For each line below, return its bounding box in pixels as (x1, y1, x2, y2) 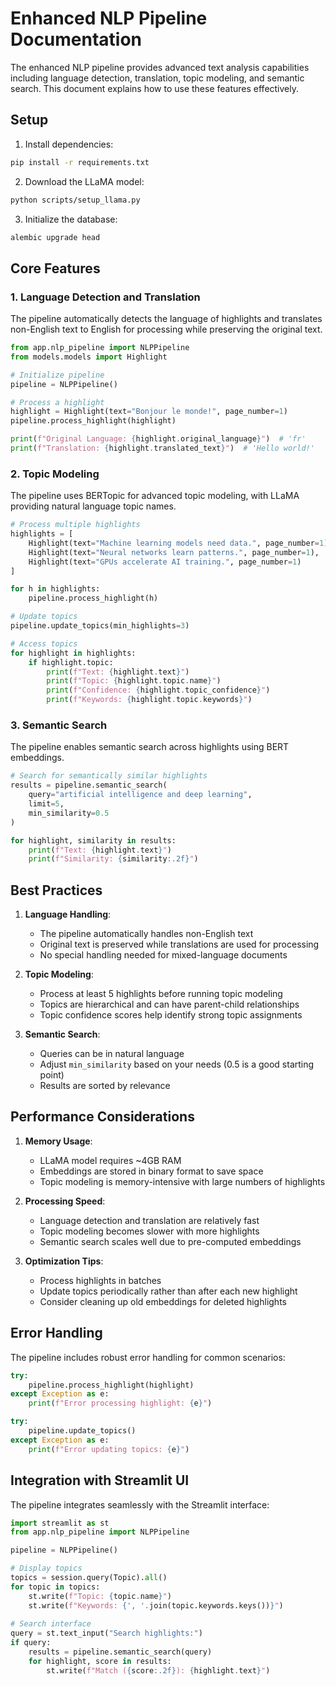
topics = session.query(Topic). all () (10, 1573, 168, 1583)
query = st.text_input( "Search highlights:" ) (10, 1628, 203, 1639)
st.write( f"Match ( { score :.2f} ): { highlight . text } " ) (46, 1665, 271, 1676)
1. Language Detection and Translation (10, 290, 201, 304)
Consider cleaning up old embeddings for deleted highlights (39, 1295, 287, 1307)
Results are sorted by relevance (39, 1080, 171, 1092)
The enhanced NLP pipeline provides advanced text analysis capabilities (10, 61, 310, 73)
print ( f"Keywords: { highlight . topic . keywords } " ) (46, 695, 253, 705)
